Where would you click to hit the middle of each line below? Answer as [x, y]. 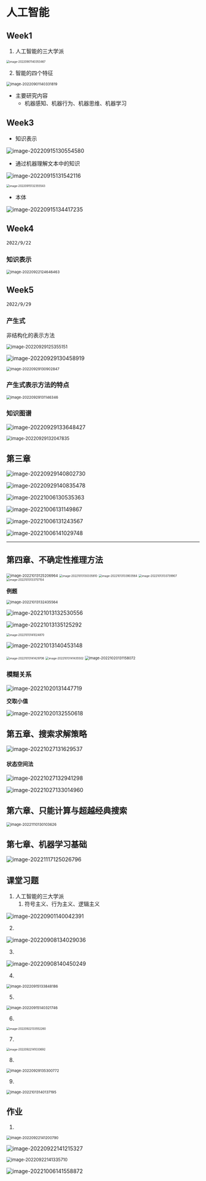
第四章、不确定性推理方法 [55, 560]
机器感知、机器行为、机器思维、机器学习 [75, 103]
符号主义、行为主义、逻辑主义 [62, 904]
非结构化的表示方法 [31, 336]
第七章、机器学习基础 [47, 844]
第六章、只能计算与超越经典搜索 [67, 810]
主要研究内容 [31, 95]
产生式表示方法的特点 [38, 385]
